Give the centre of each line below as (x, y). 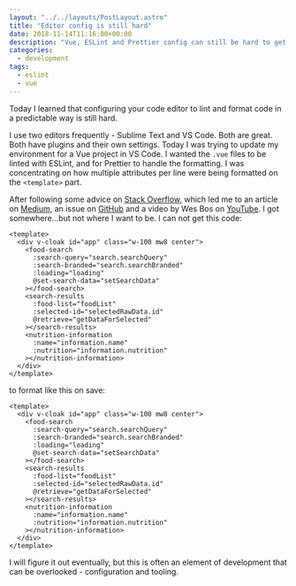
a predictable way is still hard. (63, 118)
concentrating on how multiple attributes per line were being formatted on (144, 173)
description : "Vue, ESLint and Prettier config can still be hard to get (148, 42)
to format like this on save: (57, 389)
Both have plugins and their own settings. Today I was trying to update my (144, 144)
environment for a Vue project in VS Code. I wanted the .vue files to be (138, 154)
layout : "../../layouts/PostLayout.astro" (88, 17)
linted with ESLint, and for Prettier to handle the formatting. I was (127, 163)
